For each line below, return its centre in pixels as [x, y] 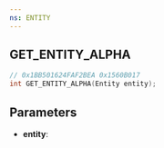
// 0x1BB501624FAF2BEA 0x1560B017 [75, 75]
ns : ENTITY [30, 18]
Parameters [43, 112]
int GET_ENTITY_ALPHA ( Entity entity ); [83, 84]
